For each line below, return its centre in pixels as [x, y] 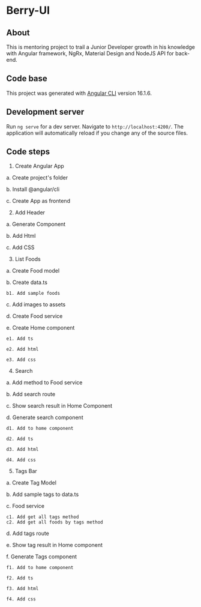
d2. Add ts [20, 439]
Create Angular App [39, 166]
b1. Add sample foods [33, 294]
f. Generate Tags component [41, 557]
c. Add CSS [20, 247]
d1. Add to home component [40, 429]
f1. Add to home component [40, 568]
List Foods [28, 259]
